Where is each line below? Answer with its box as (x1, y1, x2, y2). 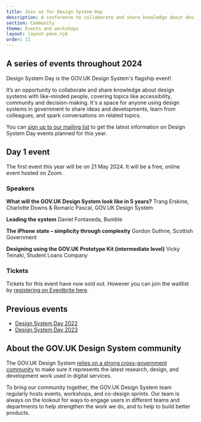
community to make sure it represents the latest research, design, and (6, 366, 179, 373)
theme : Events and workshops (6, 25, 79, 32)
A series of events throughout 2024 (6, 59, 142, 69)
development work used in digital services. (6, 372, 112, 379)
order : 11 (6, 37, 31, 42)
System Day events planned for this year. (6, 129, 108, 136)
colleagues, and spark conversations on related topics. (6, 111, 142, 119)
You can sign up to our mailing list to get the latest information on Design (6, 123, 185, 130)
